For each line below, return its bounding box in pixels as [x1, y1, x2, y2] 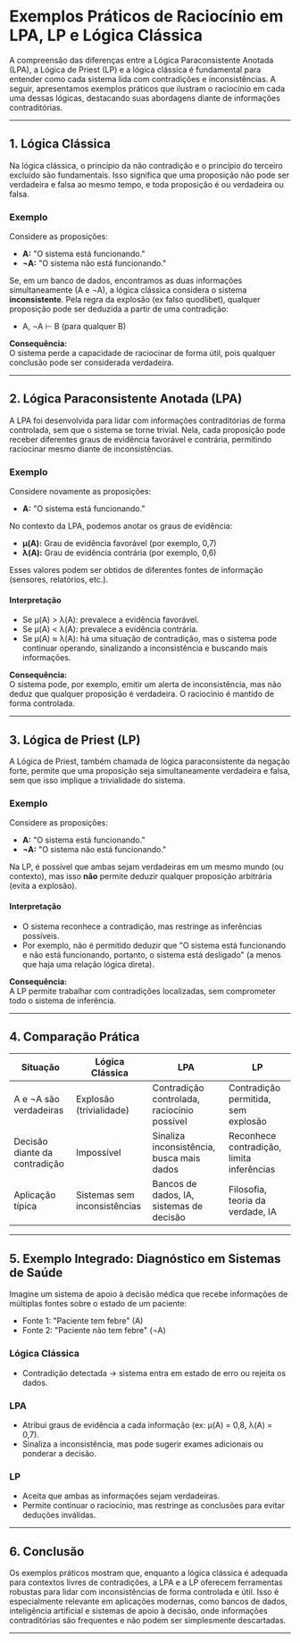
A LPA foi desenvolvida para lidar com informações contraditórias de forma [9, 415, 286, 426]
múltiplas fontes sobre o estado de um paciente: [9, 1299, 187, 1309]
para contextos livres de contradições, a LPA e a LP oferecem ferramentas [9, 1577, 283, 1588]
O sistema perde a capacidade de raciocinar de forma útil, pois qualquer [9, 348, 276, 359]
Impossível [75, 1147, 121, 1159]
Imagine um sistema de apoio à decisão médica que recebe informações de [9, 1289, 288, 1299]
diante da [13, 1147, 54, 1159]
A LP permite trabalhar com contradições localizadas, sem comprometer [9, 985, 277, 996]
